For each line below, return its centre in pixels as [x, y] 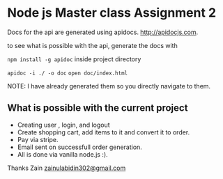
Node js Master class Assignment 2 [112, 13]
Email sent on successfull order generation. [80, 147]
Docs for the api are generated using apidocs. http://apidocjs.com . [103, 32]
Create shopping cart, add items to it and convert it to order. [103, 132]
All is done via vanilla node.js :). [62, 154]
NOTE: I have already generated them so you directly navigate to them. [109, 86]
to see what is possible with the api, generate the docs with [92, 45]
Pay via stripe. [38, 139]
